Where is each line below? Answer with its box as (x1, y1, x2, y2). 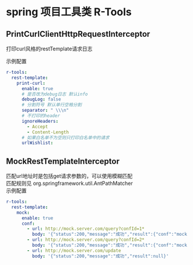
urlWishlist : (21, 140, 54, 146)
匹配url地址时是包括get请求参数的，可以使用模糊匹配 (6, 173, 133, 180)
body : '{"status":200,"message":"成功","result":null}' (31, 253, 169, 259)
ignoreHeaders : (21, 118, 59, 124)
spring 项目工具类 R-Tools (6, 5, 132, 19)
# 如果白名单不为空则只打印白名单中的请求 (21, 135, 110, 140)
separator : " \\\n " (21, 108, 69, 113)
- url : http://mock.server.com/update (27, 247, 121, 253)
